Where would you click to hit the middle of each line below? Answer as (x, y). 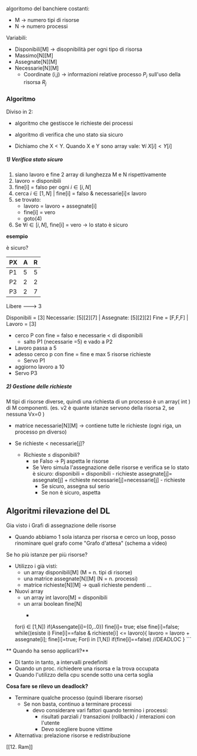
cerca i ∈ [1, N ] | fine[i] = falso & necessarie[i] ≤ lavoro (80, 193)
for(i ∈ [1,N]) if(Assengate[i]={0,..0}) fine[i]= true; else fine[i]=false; (97, 626)
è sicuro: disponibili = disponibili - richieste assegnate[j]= (102, 473)
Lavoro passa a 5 (35, 348)
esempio (17, 236)
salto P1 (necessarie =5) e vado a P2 (68, 341)
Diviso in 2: (20, 111)
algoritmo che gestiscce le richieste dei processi (74, 123)
